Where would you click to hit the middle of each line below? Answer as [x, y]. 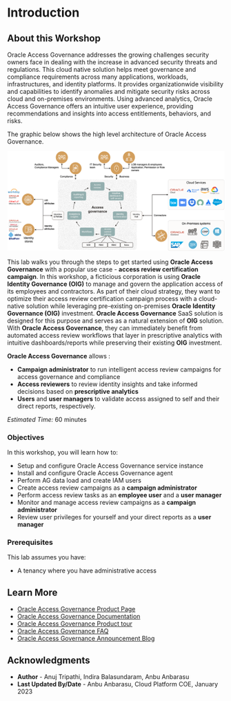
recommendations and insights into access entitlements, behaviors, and [109, 113]
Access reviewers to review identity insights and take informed [107, 384]
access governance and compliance [69, 376]
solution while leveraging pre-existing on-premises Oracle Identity [121, 306]
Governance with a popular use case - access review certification [103, 269]
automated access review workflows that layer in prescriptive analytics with [115, 335]
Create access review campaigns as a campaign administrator [107, 488]
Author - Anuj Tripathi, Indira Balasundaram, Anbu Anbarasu [103, 677]
